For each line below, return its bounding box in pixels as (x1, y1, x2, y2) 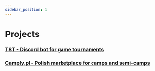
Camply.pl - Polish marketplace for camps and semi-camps (5, 59, 150, 66)
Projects (5, 28, 40, 39)
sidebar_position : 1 (5, 7, 48, 12)
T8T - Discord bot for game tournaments (5, 46, 104, 53)
